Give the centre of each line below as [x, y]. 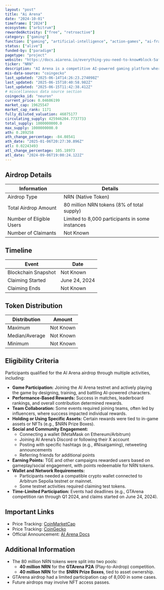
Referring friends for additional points [57, 455]
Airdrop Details [29, 175]
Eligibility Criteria [32, 361]
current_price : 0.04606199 [32, 101]
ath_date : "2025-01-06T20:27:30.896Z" [44, 142]
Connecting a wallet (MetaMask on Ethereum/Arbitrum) [75, 434]
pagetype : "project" [26, 55]
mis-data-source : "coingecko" [36, 73]
